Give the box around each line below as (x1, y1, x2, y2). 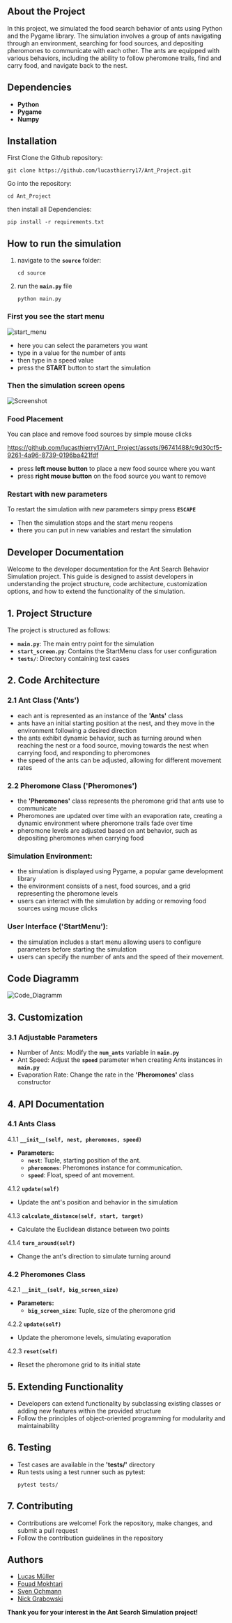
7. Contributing (7, 1500, 73, 1512)
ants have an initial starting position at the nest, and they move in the (17, 719, 215, 727)
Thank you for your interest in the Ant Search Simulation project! (7, 1608, 199, 1617)
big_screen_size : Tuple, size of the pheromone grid (27, 1307, 176, 1315)
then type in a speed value (17, 356, 94, 364)
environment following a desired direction (17, 726, 137, 734)
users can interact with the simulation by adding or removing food (17, 897, 207, 905)
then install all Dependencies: (7, 205, 92, 214)
